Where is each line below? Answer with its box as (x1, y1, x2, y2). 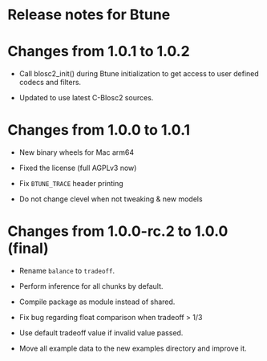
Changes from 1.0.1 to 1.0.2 (7, 43, 190, 61)
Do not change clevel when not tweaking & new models (18, 194, 203, 204)
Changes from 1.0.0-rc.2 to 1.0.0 (7, 222, 229, 241)
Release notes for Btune (7, 6, 171, 24)
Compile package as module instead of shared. (18, 297, 176, 306)
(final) (7, 239, 49, 258)
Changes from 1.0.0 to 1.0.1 (7, 121, 190, 140)
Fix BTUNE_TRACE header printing (18, 179, 123, 189)
